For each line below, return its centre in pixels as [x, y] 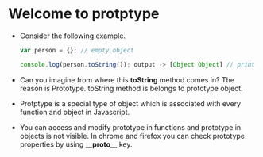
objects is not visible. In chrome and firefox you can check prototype [132, 136]
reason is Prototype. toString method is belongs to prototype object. [131, 88]
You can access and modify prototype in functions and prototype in [130, 127]
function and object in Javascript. [75, 112]
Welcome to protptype [84, 14]
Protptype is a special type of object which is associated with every [130, 103]
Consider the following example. [72, 36]
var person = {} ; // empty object [77, 50]
